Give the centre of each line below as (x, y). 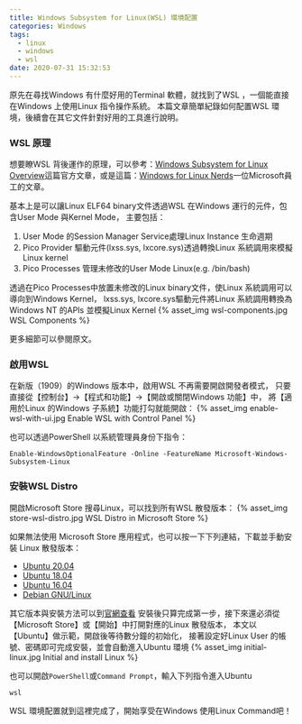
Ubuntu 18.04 (47, 575)
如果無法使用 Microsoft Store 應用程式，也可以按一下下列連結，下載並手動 (147, 536)
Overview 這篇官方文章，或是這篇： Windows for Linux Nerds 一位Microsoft (147, 176)
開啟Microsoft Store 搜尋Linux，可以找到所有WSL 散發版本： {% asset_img (149, 508)
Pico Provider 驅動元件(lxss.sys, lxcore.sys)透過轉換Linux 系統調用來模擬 (157, 248)
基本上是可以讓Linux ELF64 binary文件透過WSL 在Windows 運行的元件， (144, 206)
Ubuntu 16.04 (47, 585)
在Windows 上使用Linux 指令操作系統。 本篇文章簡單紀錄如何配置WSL (140, 105)
